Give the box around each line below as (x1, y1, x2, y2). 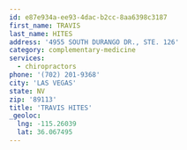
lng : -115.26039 (17, 120, 77, 129)
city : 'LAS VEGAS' (9, 79, 77, 87)
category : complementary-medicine (9, 46, 137, 55)
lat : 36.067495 (17, 128, 73, 137)
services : (9, 54, 46, 63)
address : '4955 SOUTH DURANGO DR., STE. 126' (9, 37, 179, 47)
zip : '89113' (9, 94, 57, 104)
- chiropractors (17, 63, 77, 71)
